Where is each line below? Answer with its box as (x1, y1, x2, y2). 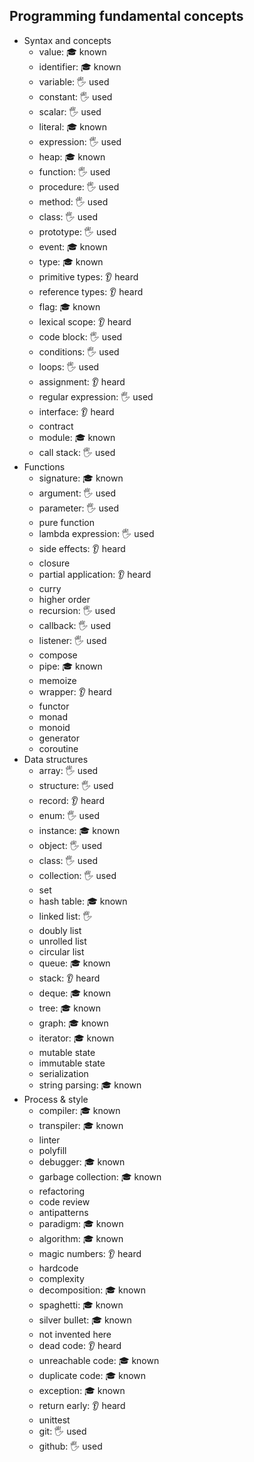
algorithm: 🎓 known (38, 1232, 124, 1244)
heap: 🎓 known (38, 150, 106, 163)
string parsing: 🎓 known (38, 1079, 142, 1091)
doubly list (38, 924, 82, 936)
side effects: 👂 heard (38, 542, 126, 554)
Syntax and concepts (23, 34, 112, 46)
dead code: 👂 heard (38, 1339, 122, 1351)
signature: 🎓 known (38, 472, 124, 484)
